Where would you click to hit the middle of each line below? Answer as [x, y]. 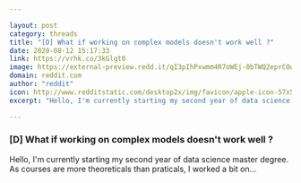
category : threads [43, 34]
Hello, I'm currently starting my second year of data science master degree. [149, 159]
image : [21, 67]
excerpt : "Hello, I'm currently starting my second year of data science [150, 100]
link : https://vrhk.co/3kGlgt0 [68, 59]
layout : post [34, 25]
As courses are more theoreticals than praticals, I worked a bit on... [133, 169]
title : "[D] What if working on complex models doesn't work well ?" [142, 42]
